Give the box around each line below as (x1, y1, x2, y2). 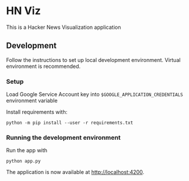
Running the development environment (6, 133, 121, 141)
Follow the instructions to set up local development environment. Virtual (6, 56, 181, 63)
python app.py (6, 158, 41, 164)
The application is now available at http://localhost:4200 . (6, 169, 145, 176)
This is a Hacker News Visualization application (6, 24, 121, 31)
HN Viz (6, 4, 41, 18)
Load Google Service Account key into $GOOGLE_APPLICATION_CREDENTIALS (6, 91, 183, 98)
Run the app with (6, 147, 48, 154)
